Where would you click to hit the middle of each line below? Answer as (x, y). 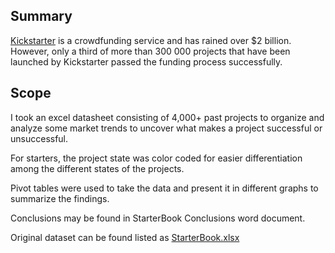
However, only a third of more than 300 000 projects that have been (150, 51)
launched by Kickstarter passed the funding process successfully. (146, 61)
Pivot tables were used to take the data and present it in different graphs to (164, 188)
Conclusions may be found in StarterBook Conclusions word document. (158, 218)
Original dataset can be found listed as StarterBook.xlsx (125, 237)
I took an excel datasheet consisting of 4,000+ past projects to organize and (167, 117)
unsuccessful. (39, 138)
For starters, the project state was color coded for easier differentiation (156, 158)
